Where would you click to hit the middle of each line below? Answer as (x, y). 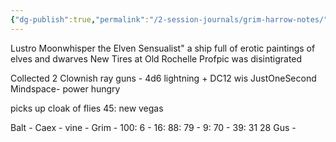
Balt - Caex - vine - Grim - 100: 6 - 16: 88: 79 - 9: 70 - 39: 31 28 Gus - (153, 127)
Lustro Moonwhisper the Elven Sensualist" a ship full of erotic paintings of (163, 48)
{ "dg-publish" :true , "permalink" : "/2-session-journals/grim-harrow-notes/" (169, 19)
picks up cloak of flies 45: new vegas (87, 108)
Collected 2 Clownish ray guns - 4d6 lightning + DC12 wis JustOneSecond (163, 78)
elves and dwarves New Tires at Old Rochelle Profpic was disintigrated (156, 58)
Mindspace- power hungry (65, 88)
